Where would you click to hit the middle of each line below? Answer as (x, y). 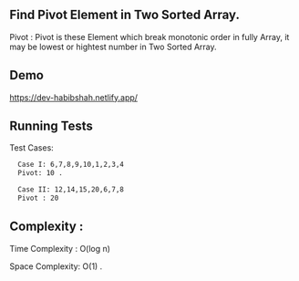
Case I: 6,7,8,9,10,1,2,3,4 (71, 165)
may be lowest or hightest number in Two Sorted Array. (113, 47)
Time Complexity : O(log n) (60, 248)
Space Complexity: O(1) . (56, 266)
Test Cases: (32, 148)
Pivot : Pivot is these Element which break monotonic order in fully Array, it (149, 36)
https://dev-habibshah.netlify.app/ (74, 97)
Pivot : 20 (38, 198)
